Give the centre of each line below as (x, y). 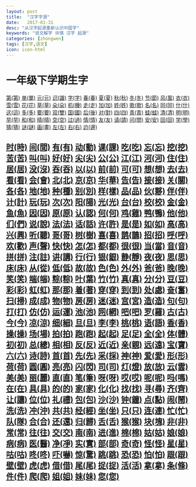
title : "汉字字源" (28, 17)
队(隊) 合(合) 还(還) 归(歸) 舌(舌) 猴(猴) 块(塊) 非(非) (97, 422)
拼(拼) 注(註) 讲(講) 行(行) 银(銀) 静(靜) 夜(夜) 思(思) (97, 257)
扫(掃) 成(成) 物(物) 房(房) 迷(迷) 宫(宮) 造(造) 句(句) (97, 301)
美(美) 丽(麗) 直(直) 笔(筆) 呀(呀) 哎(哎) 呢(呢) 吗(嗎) (97, 378)
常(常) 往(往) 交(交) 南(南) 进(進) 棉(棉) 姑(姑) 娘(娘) (97, 433)
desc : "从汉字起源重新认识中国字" (43, 28)
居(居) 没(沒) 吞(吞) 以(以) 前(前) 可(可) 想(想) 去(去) (97, 169)
